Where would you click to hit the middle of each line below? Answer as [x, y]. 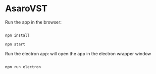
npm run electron [23, 67]
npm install [17, 35]
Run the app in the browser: [33, 22]
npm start [15, 44]
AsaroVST [26, 9]
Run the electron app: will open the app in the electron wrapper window [78, 53]
